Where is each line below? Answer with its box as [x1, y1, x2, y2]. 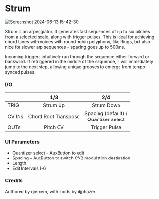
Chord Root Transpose [28, 113, 80, 120]
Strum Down [92, 102, 120, 109]
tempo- [132, 64, 147, 70]
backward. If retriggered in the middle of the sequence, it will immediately [5, 59, 154, 64]
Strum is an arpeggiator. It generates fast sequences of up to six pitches [5, 28, 150, 34]
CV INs [7, 113, 23, 120]
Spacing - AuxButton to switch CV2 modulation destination [12, 155, 131, 161]
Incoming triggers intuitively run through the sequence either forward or [5, 53, 150, 59]
